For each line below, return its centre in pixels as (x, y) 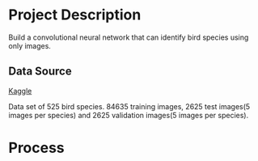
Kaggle (20, 91)
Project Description (75, 15)
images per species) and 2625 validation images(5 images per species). (129, 115)
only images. (30, 45)
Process (36, 148)
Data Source (40, 72)
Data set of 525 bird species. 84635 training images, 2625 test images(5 (129, 106)
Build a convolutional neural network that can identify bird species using (129, 37)
